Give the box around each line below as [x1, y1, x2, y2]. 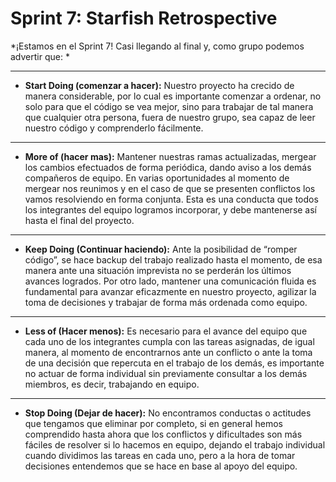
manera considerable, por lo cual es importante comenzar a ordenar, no [24, 90, 322, 102]
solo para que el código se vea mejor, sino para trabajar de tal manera [24, 100, 314, 112]
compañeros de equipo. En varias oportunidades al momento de [24, 172, 290, 184]
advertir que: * [10, 50, 70, 62]
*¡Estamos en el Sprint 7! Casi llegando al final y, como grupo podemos [10, 40, 305, 52]
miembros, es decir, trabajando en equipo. [24, 378, 200, 390]
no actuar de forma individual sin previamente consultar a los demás [24, 367, 308, 379]
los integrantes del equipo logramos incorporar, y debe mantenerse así [24, 203, 318, 216]
